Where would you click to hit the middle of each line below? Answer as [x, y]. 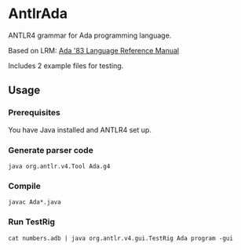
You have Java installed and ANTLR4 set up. [80, 129]
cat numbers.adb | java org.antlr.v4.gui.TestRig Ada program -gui [121, 238]
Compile [24, 186]
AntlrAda [38, 14]
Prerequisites [34, 113]
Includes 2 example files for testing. [66, 65]
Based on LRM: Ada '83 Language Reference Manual [93, 50]
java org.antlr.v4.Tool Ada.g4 [59, 166]
